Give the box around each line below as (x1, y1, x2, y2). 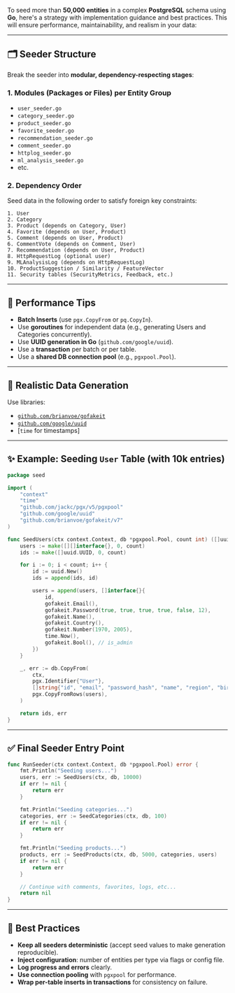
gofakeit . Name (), (44, 613, 96, 620)
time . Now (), (44, 633, 80, 640)
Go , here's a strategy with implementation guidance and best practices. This (7, 13, 227, 22)
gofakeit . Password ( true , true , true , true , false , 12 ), (44, 606, 211, 614)
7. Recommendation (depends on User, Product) (7, 247, 145, 254)
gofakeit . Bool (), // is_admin (44, 639, 133, 646)
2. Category (7, 216, 42, 223)
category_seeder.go (17, 113, 75, 120)
